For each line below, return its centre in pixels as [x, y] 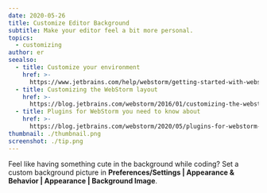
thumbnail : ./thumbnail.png [55, 133]
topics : [21, 38]
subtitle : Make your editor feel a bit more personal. [101, 30]
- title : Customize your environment [78, 68]
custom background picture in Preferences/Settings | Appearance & [121, 172]
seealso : [23, 60]
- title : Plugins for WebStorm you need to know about [108, 112]
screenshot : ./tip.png [46, 141]
